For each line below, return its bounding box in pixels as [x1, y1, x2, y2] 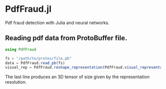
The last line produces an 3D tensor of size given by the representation [5, 74, 150, 80]
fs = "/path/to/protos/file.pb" [5, 56, 72, 61]
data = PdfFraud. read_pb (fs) [5, 60, 65, 65]
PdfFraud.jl [5, 3, 52, 15]
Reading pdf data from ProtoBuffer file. [5, 34, 127, 42]
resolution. [5, 79, 27, 85]
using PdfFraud [5, 47, 37, 52]
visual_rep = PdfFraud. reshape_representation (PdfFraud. [5, 65, 125, 70]
